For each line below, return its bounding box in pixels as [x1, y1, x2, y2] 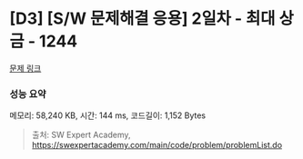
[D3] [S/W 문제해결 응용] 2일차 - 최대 [9, 8, 276, 29]
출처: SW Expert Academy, [31, 129, 131, 141]
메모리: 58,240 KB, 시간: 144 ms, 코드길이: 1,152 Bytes [9, 110, 207, 121]
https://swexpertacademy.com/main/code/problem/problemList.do [31, 140, 283, 151]
